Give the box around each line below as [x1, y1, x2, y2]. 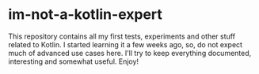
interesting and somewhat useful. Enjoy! [8, 57, 139, 66]
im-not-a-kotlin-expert [8, 6, 162, 24]
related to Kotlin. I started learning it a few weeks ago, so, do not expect [8, 39, 243, 49]
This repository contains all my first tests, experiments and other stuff [8, 31, 236, 41]
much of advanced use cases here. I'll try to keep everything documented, [8, 48, 252, 57]
